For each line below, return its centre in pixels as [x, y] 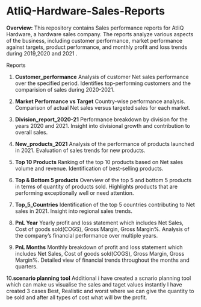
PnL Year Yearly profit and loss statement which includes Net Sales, [99, 223]
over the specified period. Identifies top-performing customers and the [103, 83]
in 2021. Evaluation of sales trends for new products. [80, 150]
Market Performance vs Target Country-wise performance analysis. [100, 101]
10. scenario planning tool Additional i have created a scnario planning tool [99, 278]
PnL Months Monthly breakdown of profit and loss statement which [99, 247]
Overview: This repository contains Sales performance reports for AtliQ [95, 28]
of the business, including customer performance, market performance [94, 40]
